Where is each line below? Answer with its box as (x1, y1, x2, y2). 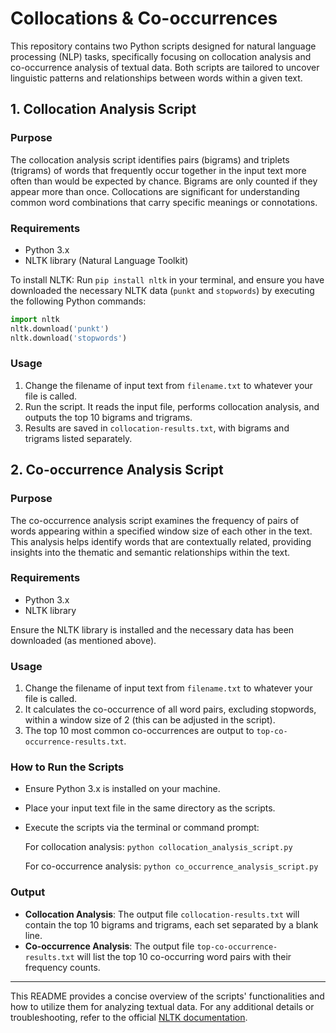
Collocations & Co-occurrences (10, 7, 278, 30)
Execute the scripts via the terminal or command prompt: (24, 822, 260, 834)
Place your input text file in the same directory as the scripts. (24, 802, 276, 814)
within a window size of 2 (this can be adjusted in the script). (24, 714, 276, 726)
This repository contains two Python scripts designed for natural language (10, 40, 317, 52)
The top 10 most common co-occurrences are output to (24, 725, 255, 737)
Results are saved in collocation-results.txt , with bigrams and (24, 422, 290, 434)
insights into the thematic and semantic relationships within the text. (10, 546, 291, 558)
